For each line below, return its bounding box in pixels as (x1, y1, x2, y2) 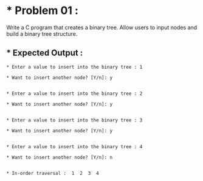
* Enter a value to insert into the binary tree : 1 (6, 64, 143, 70)
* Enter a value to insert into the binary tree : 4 (6, 143, 143, 149)
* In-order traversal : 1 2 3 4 (6, 170, 99, 176)
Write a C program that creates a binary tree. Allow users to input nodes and (6, 24, 198, 31)
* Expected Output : (6, 48, 83, 58)
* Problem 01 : (6, 4, 79, 18)
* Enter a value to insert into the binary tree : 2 (6, 90, 143, 97)
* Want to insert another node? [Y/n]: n (6, 154, 113, 160)
